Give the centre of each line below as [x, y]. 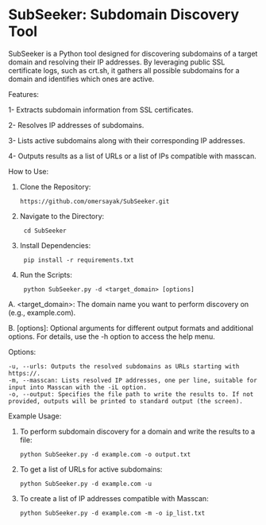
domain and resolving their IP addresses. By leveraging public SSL [117, 62]
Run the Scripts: [46, 274]
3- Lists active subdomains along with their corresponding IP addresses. [127, 140]
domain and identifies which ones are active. [81, 79]
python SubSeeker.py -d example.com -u [86, 484]
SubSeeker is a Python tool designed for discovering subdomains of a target [133, 53]
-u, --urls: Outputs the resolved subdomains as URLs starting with [124, 366]
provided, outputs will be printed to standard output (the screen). [126, 401]
